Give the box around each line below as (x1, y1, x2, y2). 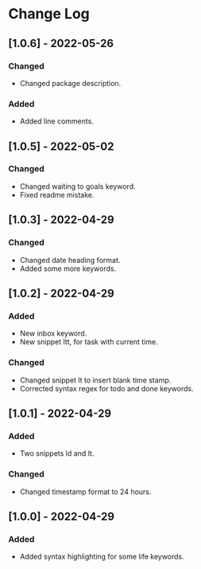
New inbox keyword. (19, 328, 87, 339)
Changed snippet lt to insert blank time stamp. (19, 375, 172, 385)
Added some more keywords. (19, 264, 117, 273)
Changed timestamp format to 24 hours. (19, 487, 152, 496)
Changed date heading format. (19, 255, 121, 265)
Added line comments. (19, 116, 94, 126)
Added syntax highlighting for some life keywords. (19, 551, 184, 562)
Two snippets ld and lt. (19, 449, 95, 458)
